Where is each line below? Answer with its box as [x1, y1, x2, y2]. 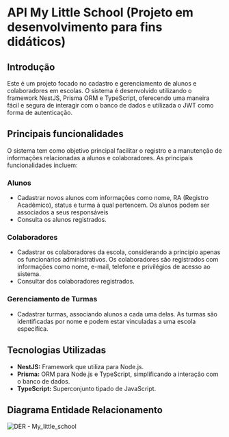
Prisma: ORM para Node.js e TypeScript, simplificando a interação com [16, 370, 219, 378]
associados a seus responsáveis [16, 208, 109, 216]
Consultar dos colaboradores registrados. [16, 277, 135, 286]
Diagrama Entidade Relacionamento [7, 404, 163, 416]
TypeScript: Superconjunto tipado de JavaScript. [16, 384, 157, 392]
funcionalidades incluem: [7, 161, 78, 169]
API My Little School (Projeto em [7, 5, 193, 21]
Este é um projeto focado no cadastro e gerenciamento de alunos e [7, 79, 197, 87]
